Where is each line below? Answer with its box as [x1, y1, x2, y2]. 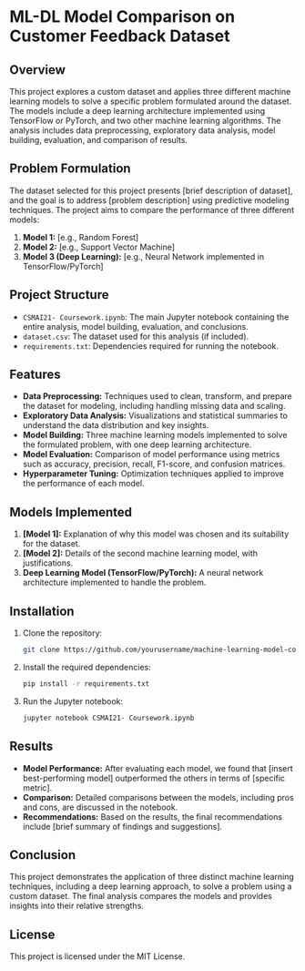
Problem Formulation [9, 161, 131, 177]
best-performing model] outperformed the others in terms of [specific [22, 772, 285, 783]
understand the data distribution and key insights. [22, 420, 209, 431]
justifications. [22, 557, 74, 568]
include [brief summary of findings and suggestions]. [22, 821, 223, 832]
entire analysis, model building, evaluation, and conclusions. [22, 321, 249, 332]
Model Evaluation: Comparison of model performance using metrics [22, 449, 280, 460]
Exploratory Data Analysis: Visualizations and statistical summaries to [22, 410, 289, 421]
